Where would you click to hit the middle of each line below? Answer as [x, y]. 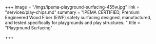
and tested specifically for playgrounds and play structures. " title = [73, 22]
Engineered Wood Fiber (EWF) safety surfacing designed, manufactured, [78, 17]
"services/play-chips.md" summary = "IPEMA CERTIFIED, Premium [72, 12]
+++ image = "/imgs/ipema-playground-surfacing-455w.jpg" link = [72, 7]
